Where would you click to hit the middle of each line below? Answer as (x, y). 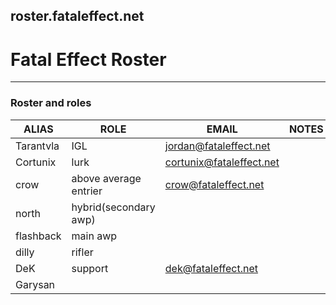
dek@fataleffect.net (211, 268)
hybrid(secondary (113, 207)
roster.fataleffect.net (77, 16)
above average (106, 178)
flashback (38, 236)
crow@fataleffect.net (214, 184)
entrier (87, 191)
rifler (82, 252)
